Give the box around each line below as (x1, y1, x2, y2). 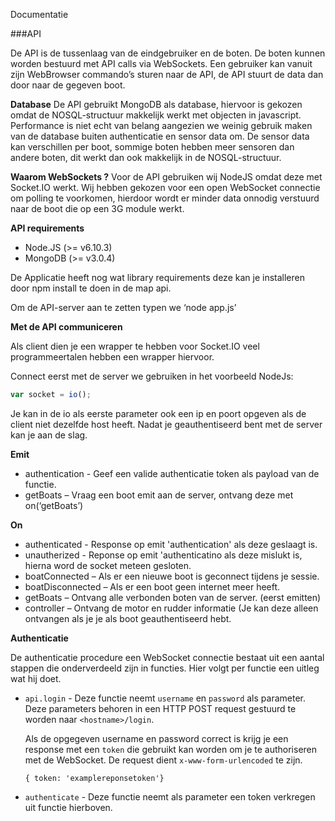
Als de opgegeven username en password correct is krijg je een (24, 732, 289, 744)
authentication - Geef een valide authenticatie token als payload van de (24, 467, 320, 479)
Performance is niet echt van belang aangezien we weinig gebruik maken (10, 120, 313, 131)
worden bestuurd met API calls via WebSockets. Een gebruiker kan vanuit (10, 58, 313, 69)
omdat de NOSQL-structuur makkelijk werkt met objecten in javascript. (10, 109, 302, 121)
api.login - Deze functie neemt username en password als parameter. (24, 692, 306, 704)
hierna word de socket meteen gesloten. (24, 559, 192, 571)
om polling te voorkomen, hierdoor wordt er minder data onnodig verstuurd (10, 192, 320, 204)
